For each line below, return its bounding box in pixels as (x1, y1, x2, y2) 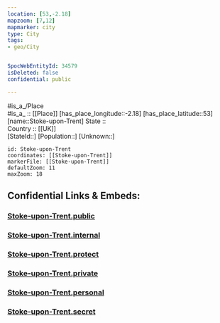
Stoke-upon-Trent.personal (7, 287, 104, 297)
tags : (7, 37, 23, 44)
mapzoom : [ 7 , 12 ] (7, 17, 55, 24)
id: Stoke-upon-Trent (7, 145, 72, 153)
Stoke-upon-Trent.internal (7, 230, 101, 240)
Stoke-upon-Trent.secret (7, 307, 96, 317)
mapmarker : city (7, 23, 55, 31)
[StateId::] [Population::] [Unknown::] (7, 132, 115, 140)
